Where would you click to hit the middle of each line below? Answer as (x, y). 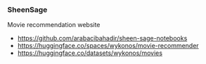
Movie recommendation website (54, 25)
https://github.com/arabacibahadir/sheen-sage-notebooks (102, 38)
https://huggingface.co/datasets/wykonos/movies (90, 53)
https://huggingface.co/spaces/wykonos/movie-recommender (108, 46)
